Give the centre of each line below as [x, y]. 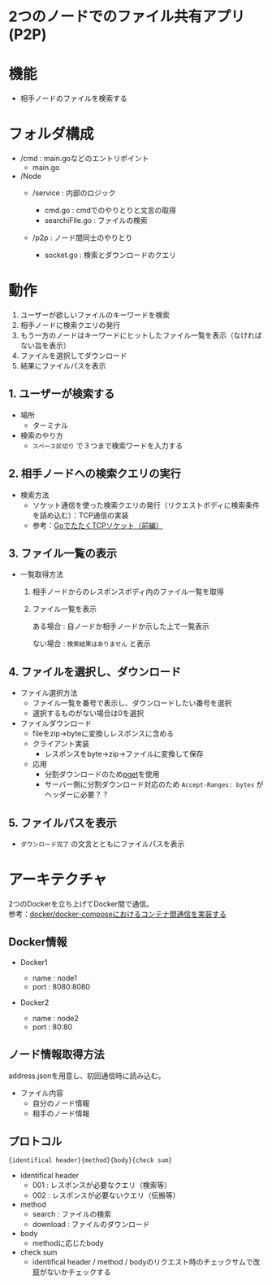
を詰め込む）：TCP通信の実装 [80, 515]
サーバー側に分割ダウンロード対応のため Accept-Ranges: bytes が [154, 784]
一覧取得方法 [41, 574]
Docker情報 [38, 942]
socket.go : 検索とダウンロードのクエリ [110, 255]
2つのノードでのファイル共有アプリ [127, 17]
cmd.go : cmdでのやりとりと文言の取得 [110, 210]
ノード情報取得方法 [56, 1055]
